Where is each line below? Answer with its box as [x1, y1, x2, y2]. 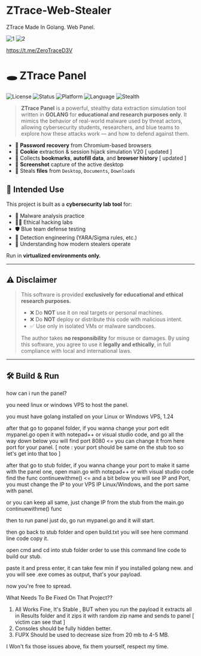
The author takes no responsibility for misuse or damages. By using [20, 334, 190, 342]
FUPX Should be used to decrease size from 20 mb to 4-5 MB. [14, 631, 169, 639]
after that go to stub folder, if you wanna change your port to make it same [6, 462, 190, 469]
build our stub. [6, 553, 42, 560]
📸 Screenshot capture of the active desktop [14, 160, 124, 168]
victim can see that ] [14, 619, 66, 626]
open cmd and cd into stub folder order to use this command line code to [6, 547, 187, 554]
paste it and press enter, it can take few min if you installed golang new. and [6, 565, 193, 572]
